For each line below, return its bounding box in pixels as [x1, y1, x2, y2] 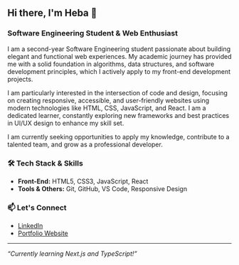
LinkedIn [17, 222, 43, 230]
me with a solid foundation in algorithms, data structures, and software [7, 60, 215, 68]
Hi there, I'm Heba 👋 [7, 7, 97, 19]
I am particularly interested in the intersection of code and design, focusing [7, 88, 228, 97]
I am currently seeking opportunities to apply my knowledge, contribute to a [7, 132, 230, 141]
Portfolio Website [17, 229, 69, 238]
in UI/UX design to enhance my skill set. [7, 119, 124, 127]
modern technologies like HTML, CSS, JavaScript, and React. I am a [7, 104, 206, 112]
